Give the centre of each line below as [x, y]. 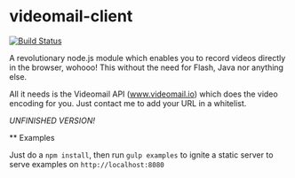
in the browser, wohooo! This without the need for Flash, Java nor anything [147, 67]
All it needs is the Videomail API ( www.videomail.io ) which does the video [144, 94]
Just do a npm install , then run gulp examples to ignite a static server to [141, 155]
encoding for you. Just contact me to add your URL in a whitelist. [128, 103]
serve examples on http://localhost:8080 [87, 164]
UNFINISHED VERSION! [52, 120]
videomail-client [71, 16]
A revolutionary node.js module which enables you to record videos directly [147, 58]
